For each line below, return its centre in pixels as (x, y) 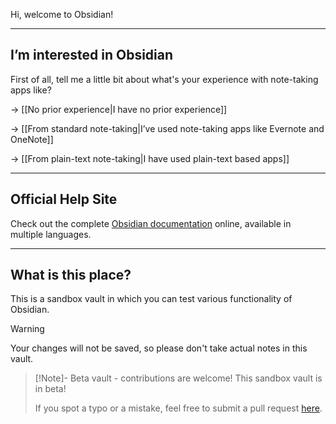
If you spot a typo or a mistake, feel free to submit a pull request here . (178, 408)
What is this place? (71, 275)
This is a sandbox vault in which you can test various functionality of (151, 299)
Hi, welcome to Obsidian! (62, 14)
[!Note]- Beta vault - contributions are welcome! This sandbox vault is (178, 378)
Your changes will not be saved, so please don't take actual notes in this (159, 348)
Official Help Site (64, 199)
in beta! (50, 389)
